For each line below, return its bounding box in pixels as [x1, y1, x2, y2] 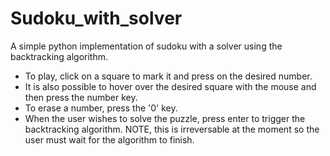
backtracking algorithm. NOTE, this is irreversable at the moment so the [24, 123, 320, 135]
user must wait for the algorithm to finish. [24, 133, 195, 146]
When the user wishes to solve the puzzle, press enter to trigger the [24, 112, 306, 124]
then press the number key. [24, 91, 138, 103]
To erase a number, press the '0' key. [24, 102, 178, 114]
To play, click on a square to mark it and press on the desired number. [24, 70, 313, 82]
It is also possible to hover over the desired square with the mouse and [24, 80, 317, 92]
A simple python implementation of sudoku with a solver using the [10, 40, 283, 52]
